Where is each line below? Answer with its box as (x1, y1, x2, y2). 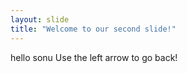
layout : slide (10, 14, 70, 25)
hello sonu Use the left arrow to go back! (10, 51, 178, 63)
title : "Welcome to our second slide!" (10, 24, 177, 34)
